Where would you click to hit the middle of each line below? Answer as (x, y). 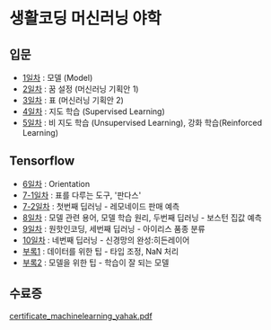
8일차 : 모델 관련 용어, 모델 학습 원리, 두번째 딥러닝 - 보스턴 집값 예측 (142, 218)
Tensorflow (42, 161)
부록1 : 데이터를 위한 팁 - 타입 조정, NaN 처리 (101, 251)
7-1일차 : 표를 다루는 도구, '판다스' (82, 195)
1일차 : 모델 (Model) (57, 78)
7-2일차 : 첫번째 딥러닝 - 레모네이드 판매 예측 (101, 206)
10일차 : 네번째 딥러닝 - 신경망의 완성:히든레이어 (106, 240)
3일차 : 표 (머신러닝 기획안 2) (73, 100)
